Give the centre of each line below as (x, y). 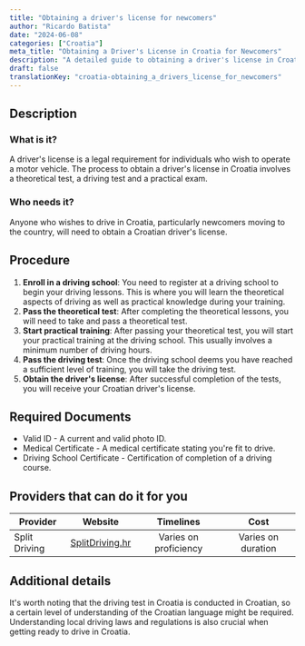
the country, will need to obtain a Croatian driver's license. (118, 232)
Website (101, 522)
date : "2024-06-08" (46, 35)
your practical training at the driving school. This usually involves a (147, 340)
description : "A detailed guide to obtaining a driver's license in (142, 60)
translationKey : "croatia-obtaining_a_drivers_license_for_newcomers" (146, 77)
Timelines (179, 522)
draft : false (34, 69)
